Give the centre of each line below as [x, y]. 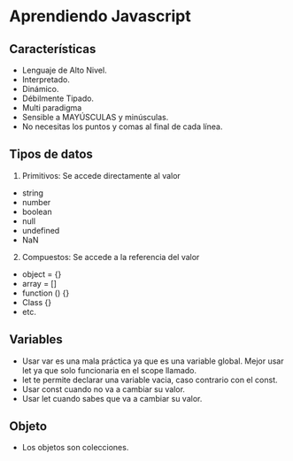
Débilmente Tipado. [58, 98]
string [33, 193]
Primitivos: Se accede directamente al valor [101, 175]
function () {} [46, 293]
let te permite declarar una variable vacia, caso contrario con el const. [150, 380]
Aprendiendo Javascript [100, 16]
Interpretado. [46, 80]
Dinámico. [40, 89]
